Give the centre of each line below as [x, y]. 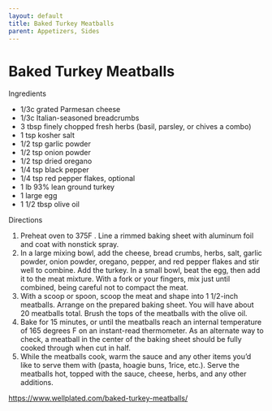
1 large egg [39, 196]
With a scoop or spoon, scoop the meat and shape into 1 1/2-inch [129, 296]
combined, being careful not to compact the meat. [104, 288]
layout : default [36, 16]
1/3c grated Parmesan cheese [70, 110]
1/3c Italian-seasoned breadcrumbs [80, 118]
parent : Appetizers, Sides [54, 31]
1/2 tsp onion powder [55, 153]
